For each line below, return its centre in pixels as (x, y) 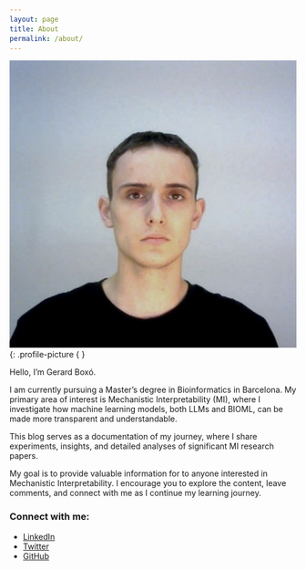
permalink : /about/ (46, 38)
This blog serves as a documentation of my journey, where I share (133, 437)
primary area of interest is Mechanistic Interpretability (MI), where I (135, 399)
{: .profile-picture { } (47, 355)
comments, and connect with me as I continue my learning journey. (135, 493)
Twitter (36, 546)
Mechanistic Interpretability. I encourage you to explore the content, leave (148, 483)
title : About (34, 29)
